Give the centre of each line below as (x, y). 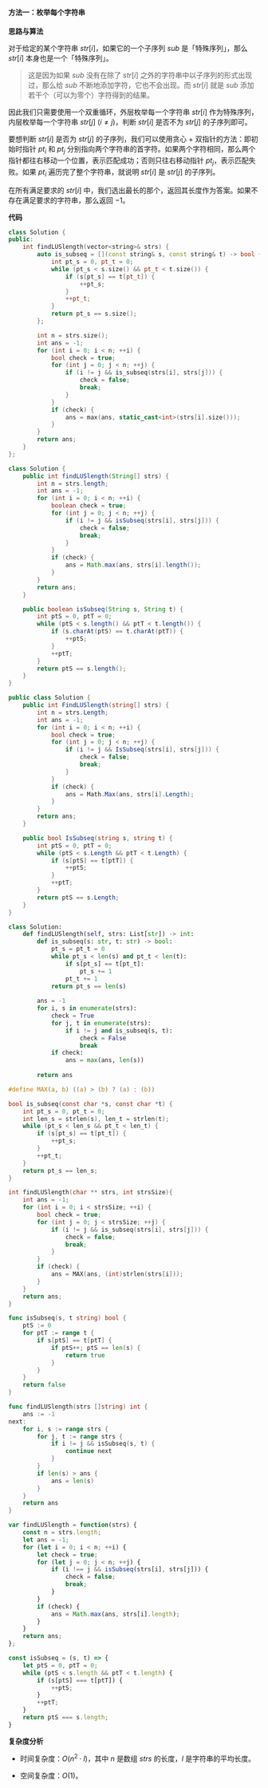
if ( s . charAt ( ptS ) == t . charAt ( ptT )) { (117, 632)
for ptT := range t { (58, 1333)
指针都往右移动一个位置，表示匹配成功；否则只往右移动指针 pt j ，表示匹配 (128, 161)
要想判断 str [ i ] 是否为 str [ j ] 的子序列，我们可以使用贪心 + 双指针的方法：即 (130, 139)
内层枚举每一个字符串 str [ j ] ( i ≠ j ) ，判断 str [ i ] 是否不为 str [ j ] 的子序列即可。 (130, 122)
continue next (89, 1451)
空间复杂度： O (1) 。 (51, 1775)
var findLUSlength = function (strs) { (73, 1525)
